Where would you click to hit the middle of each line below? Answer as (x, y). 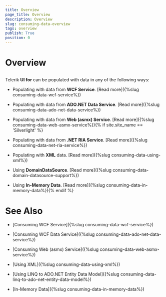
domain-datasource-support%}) (45, 176)
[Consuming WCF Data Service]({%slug (53, 234)
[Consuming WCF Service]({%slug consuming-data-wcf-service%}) (83, 225)
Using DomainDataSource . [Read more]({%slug (62, 170)
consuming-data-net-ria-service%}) (50, 145)
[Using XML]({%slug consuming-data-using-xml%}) (66, 264)
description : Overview (29, 19)
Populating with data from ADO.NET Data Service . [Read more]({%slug (86, 105)
